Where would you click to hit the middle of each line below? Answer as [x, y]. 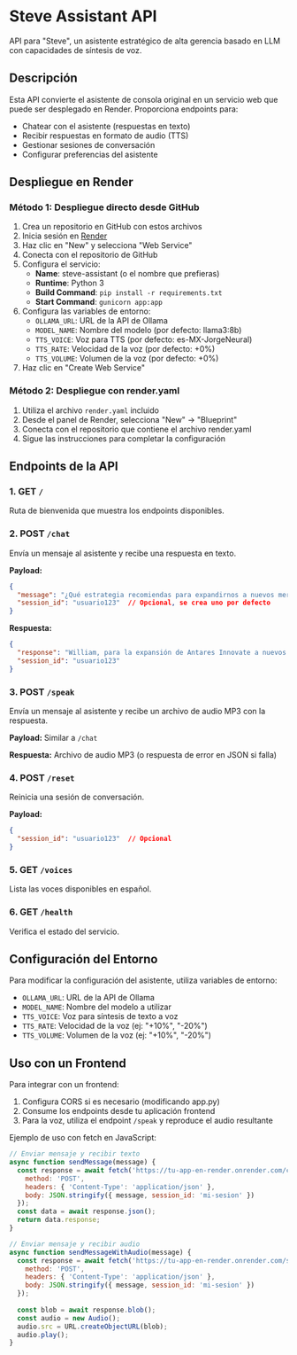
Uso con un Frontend [68, 1063]
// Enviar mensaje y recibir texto [75, 1154]
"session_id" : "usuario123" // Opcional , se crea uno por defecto [144, 603]
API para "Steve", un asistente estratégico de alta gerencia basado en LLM [145, 41]
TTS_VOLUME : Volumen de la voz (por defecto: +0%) [127, 358]
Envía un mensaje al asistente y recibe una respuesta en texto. [123, 553]
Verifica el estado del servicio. [65, 931]
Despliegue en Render [72, 182]
